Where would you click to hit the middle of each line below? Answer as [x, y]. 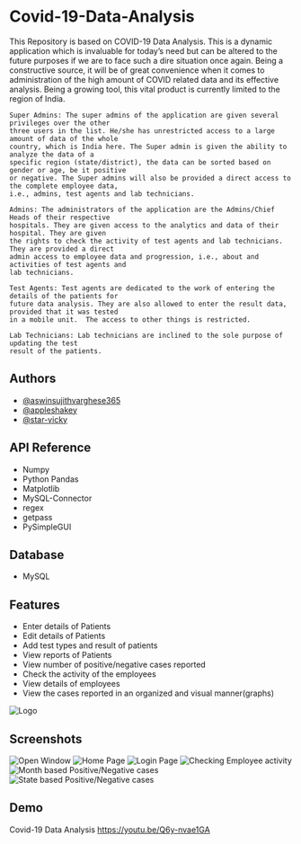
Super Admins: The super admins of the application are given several [144, 115]
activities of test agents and [68, 264]
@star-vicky [45, 419]
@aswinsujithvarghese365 [71, 400]
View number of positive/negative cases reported [114, 665]
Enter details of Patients [66, 626]
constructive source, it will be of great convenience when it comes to [137, 70]
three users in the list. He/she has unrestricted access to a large [142, 131]
